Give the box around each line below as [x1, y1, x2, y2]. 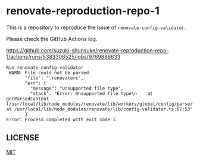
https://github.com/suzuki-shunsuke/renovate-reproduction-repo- [6, 46, 169, 54]
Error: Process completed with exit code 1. [6, 116, 118, 122]
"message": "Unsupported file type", [30, 85, 124, 91]
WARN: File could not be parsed [8, 70, 89, 75]
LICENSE [6, 132, 40, 143]
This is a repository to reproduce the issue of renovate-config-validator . [6, 24, 186, 31]
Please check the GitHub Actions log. [6, 35, 98, 42]
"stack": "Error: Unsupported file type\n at [30, 90, 153, 96]
